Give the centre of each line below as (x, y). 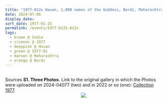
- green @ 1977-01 (29, 51)
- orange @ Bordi (28, 60)
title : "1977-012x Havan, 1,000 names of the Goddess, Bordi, (71, 10)
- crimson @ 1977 (28, 42)
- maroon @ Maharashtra (34, 56)
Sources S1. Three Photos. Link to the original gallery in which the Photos (81, 80)
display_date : (20, 19)
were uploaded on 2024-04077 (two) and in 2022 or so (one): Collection (80, 85)
